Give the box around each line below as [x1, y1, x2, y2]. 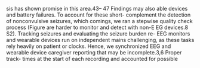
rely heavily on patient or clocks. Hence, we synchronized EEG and [6, 43, 171, 50]
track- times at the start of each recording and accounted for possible [6, 56, 178, 62]
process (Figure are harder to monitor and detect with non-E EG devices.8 [6, 24, 189, 31]
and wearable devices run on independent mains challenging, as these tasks [6, 37, 195, 43]
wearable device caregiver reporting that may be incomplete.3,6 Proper [6, 49, 182, 56]
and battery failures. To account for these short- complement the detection [6, 11, 191, 18]
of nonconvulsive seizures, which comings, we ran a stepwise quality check [6, 18, 193, 24]
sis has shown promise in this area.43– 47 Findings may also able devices [6, 5, 188, 12]
